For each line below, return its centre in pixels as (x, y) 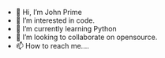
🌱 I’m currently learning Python (66, 29)
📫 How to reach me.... (52, 46)
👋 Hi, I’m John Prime (49, 12)
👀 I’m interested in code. (55, 20)
